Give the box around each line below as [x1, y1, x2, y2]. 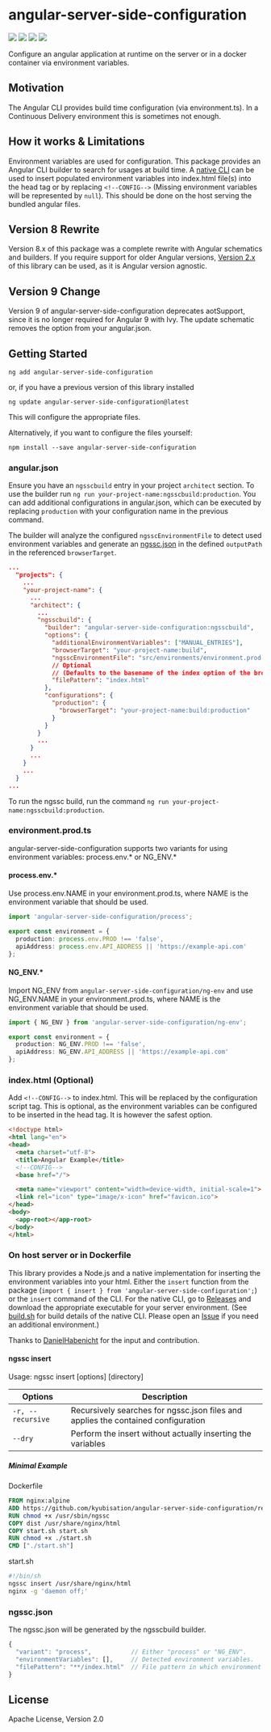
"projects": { [15, 571, 63, 579]
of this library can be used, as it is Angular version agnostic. [8, 261, 208, 271]
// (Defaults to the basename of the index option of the [51, 669, 251, 677]
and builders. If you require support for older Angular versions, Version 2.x [8, 252, 256, 262]
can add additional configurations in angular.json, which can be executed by [8, 498, 262, 507]
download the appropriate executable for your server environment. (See [8, 1302, 248, 1312]
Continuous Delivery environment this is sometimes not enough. [8, 111, 222, 121]
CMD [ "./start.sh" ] [8, 1542, 74, 1550]
